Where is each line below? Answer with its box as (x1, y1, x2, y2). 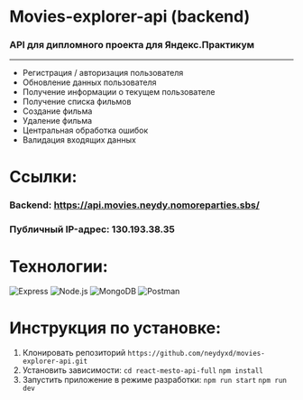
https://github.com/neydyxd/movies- (127, 349, 266, 358)
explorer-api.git (22, 357, 88, 367)
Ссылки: (9, 166, 78, 187)
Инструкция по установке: (9, 318, 222, 338)
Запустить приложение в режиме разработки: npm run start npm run (22, 375, 287, 386)
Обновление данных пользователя (22, 77, 157, 88)
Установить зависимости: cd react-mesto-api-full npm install (22, 365, 263, 376)
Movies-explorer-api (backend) (9, 6, 251, 27)
